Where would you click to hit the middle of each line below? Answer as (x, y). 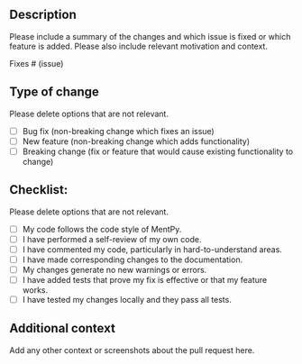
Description (43, 15)
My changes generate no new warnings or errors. (114, 269)
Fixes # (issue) (37, 63)
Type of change (54, 92)
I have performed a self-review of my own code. (112, 239)
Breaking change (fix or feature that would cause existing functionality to (158, 151)
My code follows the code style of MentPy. (102, 229)
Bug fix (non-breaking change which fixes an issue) (118, 131)
